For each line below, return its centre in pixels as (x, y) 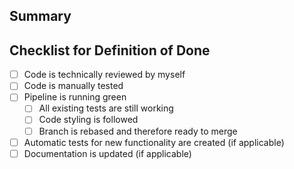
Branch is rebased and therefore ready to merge (138, 131)
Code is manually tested (73, 86)
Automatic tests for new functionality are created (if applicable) (154, 142)
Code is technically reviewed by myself (104, 75)
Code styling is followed (88, 120)
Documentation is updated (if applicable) (107, 153)
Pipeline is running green (75, 97)
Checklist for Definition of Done (110, 50)
